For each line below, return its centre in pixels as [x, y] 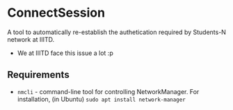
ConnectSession [56, 13]
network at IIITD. [31, 39]
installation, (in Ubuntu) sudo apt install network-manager [101, 99]
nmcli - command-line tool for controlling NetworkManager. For [108, 91]
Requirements [38, 75]
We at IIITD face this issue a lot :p [65, 53]
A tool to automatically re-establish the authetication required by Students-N [116, 32]
